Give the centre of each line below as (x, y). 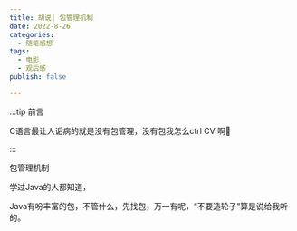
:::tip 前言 (27, 111)
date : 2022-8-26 (40, 26)
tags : (19, 52)
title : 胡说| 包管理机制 (51, 18)
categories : (32, 34)
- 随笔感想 (35, 43)
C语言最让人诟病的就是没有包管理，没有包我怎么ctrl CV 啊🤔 (120, 130)
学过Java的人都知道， (50, 187)
